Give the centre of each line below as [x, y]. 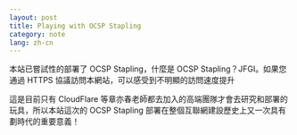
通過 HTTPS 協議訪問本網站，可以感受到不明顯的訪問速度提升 [122, 80]
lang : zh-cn [31, 42]
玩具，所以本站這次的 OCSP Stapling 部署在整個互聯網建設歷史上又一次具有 [148, 110]
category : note [37, 34]
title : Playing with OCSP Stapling [75, 26]
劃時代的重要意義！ [45, 122]
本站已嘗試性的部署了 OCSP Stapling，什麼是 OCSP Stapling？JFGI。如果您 [148, 69]
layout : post [33, 17]
